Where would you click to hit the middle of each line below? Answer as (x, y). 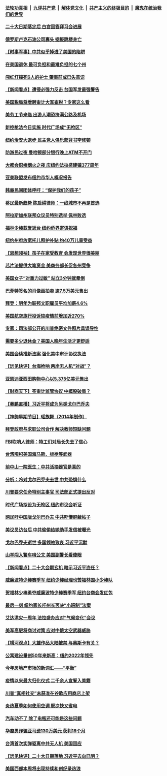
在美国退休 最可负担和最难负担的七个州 (46, 64)
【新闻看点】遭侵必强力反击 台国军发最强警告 (52, 89)
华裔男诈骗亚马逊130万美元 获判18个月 (45, 731)
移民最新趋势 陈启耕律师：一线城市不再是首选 (52, 203)
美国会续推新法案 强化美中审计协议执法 (46, 354)
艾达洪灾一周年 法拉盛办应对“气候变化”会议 (50, 618)
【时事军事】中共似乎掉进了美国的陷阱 (45, 52)
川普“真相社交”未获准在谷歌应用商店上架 (48, 693)
